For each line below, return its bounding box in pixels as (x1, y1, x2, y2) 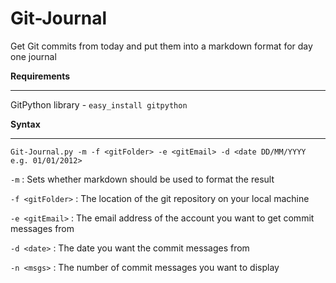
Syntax (10, 118, 41, 130)
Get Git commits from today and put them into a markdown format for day (10, 40, 313, 52)
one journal (10, 50, 57, 62)
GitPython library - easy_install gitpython (10, 98, 188, 111)
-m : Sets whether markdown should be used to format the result (10, 173, 275, 185)
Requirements (10, 70, 71, 82)
